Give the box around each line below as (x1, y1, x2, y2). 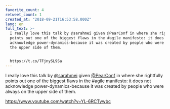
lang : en (5, 21, 24, 27)
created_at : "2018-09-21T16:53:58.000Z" (5, 17, 92, 22)
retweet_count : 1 (5, 12, 42, 17)
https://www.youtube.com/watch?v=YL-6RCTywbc (5, 98, 111, 104)
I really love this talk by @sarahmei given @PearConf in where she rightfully (5, 72, 163, 78)
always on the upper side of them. (5, 88, 77, 94)
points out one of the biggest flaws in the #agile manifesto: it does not (5, 78, 151, 84)
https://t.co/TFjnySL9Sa (10, 59, 62, 64)
